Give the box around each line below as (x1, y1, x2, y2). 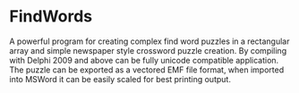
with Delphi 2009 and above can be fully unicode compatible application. (9, 55, 279, 65)
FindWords (9, 6, 92, 27)
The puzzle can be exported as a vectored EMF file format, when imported (9, 64, 285, 75)
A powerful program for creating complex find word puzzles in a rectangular (9, 36, 290, 46)
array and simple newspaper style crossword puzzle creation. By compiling (9, 45, 287, 55)
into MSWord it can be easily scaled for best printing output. (9, 73, 231, 84)
